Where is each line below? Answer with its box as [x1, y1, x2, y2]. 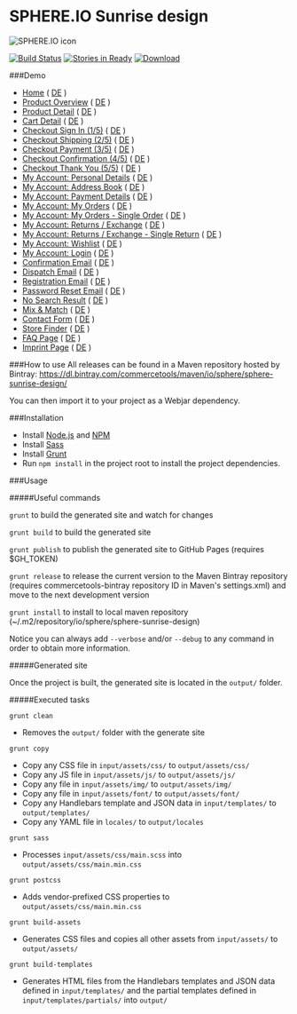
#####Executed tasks [9, 694, 90, 705]
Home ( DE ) [21, 87, 67, 98]
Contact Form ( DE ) [21, 313, 96, 324]
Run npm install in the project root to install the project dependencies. [21, 457, 281, 468]
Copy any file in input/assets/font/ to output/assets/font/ [21, 788, 240, 798]
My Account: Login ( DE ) [21, 247, 114, 258]
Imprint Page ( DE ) [21, 342, 92, 353]
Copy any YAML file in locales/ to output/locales [21, 816, 204, 827]
